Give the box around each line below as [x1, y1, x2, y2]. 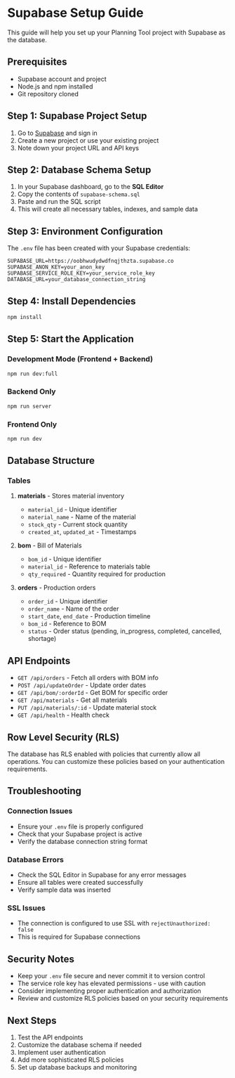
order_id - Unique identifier [27, 597, 108, 606]
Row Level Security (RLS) [7, 731, 120, 743]
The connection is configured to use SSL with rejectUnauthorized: [17, 919, 211, 928]
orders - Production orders [17, 583, 96, 592]
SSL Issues [7, 903, 46, 913]
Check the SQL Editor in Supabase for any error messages [17, 871, 187, 879]
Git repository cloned [17, 89, 79, 98]
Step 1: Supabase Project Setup [7, 110, 147, 122]
